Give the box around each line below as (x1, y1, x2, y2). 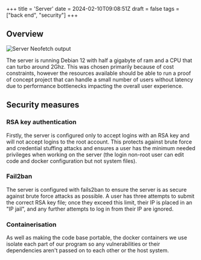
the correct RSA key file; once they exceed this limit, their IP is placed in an (6, 198, 193, 206)
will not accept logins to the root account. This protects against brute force (6, 138, 192, 145)
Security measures (6, 100, 80, 110)
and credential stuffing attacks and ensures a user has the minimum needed (6, 144, 196, 151)
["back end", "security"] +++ (6, 11, 78, 19)
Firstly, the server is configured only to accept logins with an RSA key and (6, 132, 190, 139)
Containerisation (6, 220, 57, 229)
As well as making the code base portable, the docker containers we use (6, 234, 187, 241)
